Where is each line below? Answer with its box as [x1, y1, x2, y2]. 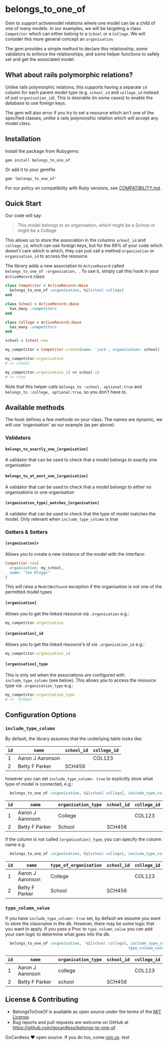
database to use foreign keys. [5, 100, 66, 106]
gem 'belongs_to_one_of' [5, 176, 57, 181]
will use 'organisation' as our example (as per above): [5, 422, 115, 428]
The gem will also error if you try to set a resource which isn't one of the [5, 109, 154, 115]
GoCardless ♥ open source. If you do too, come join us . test [5, 1034, 130, 1040]
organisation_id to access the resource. [5, 253, 89, 259]
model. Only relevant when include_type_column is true [5, 516, 118, 522]
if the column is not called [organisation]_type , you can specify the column [5, 836, 161, 843]
